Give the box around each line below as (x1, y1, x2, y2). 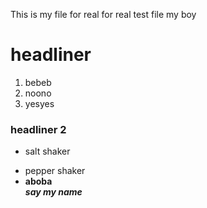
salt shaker (24, 145, 71, 158)
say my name (24, 186, 83, 198)
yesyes (24, 97, 55, 109)
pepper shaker (24, 165, 86, 177)
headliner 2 (10, 122, 67, 136)
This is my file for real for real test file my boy (10, 9, 197, 20)
